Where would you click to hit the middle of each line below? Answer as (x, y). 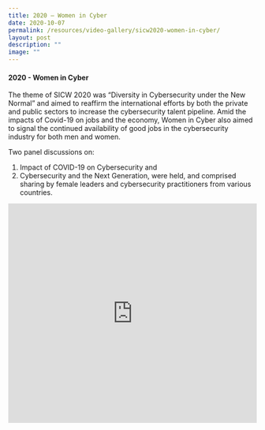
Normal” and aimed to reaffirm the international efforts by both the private (128, 103)
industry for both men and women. (64, 137)
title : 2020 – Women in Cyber (58, 15)
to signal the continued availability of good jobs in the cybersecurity (118, 129)
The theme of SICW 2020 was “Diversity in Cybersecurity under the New (127, 95)
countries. (36, 193)
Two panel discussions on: (51, 152)
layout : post (30, 37)
